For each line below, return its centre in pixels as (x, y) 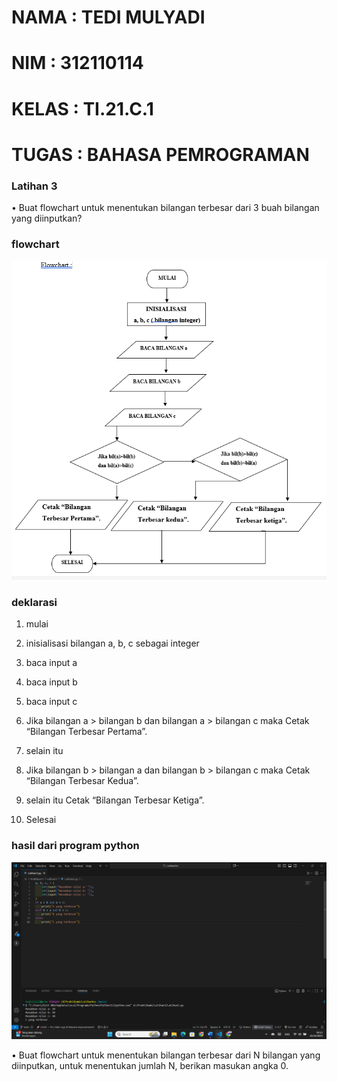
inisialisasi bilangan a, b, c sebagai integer (112, 643)
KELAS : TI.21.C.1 (82, 108)
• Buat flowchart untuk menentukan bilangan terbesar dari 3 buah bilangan (165, 208)
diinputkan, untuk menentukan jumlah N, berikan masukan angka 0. (150, 1066)
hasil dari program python (75, 846)
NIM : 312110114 (77, 63)
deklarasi (34, 603)
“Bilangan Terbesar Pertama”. (86, 732)
